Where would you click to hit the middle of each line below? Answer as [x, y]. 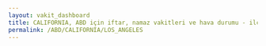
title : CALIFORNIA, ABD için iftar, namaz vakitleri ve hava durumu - [127, 23]
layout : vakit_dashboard [49, 15]
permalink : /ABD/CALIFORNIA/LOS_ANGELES [76, 30]
